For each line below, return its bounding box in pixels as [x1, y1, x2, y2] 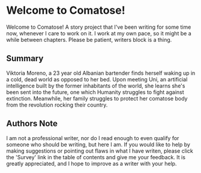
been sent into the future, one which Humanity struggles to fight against [6, 88, 184, 96]
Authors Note [6, 119, 58, 129]
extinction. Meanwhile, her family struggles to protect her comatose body [6, 95, 188, 102]
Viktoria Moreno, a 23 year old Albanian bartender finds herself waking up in [6, 69, 196, 77]
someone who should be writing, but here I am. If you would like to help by [6, 141, 191, 148]
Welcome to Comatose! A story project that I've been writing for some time [6, 23, 191, 31]
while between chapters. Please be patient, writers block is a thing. [6, 36, 172, 43]
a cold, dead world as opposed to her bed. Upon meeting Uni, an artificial [6, 75, 188, 83]
